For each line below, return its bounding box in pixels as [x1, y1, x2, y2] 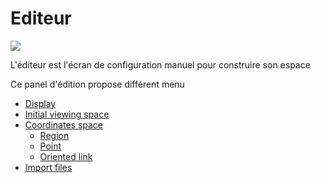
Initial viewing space [24, 108, 110, 120]
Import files [24, 161, 73, 173]
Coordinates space [24, 118, 103, 131]
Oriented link [39, 150, 93, 162]
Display [24, 97, 57, 109]
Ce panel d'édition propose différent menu [10, 78, 185, 90]
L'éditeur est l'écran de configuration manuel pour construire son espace [10, 58, 311, 71]
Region [39, 129, 70, 141]
